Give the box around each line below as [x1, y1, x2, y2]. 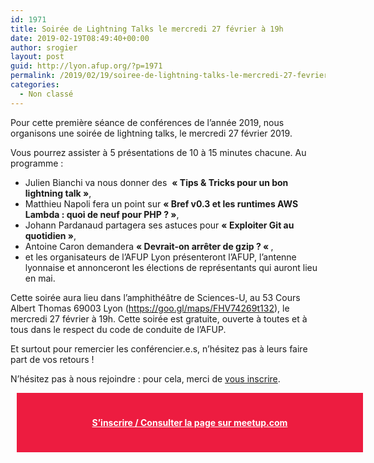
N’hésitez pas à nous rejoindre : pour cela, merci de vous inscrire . [10, 372, 281, 385]
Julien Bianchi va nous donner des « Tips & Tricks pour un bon [24, 176, 289, 188]
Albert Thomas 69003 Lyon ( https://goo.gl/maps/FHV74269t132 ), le [10, 302, 290, 314]
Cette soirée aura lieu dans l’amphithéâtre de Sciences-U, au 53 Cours [10, 291, 301, 303]
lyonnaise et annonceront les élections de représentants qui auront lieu [24, 261, 318, 273]
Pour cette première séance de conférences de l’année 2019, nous [10, 116, 285, 128]
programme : [10, 157, 64, 169]
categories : [10, 80, 60, 90]
